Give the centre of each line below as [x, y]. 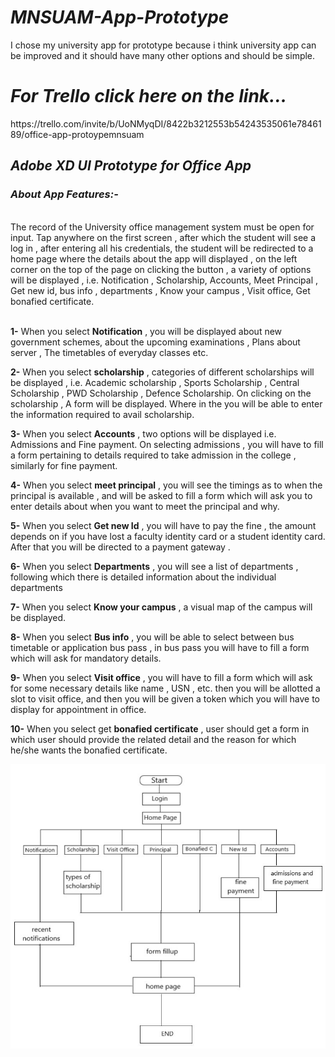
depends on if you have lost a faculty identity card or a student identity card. [168, 536]
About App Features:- [64, 194]
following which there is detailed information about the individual [143, 577]
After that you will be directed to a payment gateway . [120, 547]
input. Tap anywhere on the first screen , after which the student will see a [163, 237]
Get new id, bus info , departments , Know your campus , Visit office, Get [160, 290]
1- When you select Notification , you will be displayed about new [146, 331]
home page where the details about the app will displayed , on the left [154, 258]
